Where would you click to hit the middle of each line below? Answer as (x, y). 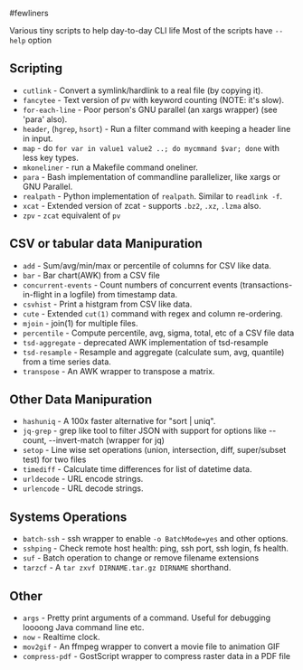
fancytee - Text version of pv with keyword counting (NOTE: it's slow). (153, 99)
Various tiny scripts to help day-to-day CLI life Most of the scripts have (141, 30)
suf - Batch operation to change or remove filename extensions (141, 558)
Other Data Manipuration (80, 400)
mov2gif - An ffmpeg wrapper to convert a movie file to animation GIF (151, 646)
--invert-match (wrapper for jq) (107, 440)
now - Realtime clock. (61, 637)
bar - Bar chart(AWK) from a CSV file (91, 275)
